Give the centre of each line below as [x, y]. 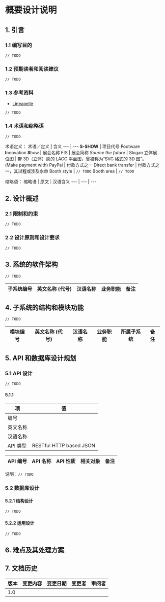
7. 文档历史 [21, 568]
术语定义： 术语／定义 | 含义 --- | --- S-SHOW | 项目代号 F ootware [72, 146]
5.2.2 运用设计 [20, 523]
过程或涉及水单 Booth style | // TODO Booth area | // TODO [76, 171]
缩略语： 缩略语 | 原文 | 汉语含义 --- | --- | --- [51, 181]
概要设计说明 [31, 10]
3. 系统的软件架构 [31, 265]
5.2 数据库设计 [22, 488]
